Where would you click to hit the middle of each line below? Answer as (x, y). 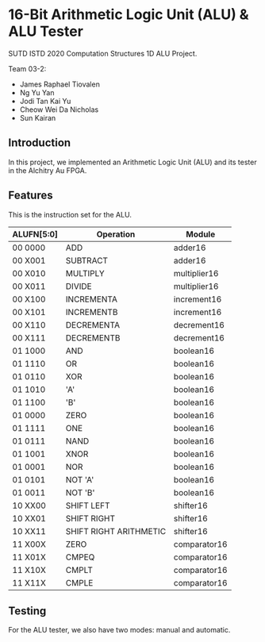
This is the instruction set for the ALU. (70, 214)
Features (31, 196)
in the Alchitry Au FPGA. (48, 170)
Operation (116, 234)
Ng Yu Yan (37, 92)
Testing (27, 611)
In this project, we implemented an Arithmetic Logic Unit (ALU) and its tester (132, 162)
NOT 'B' (80, 492)
